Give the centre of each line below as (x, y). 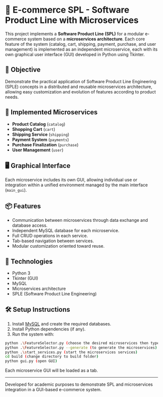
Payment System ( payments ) (41, 139)
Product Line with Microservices (72, 20)
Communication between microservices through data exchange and (80, 220)
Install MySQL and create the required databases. (62, 324)
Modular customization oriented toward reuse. (58, 246)
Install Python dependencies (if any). (49, 329)
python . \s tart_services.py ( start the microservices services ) (71, 352)
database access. (30, 225)
